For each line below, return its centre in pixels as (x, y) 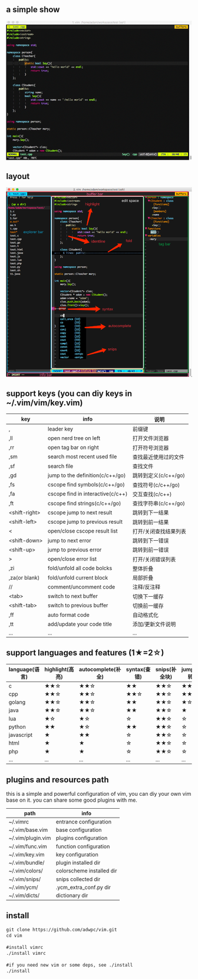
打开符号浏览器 (151, 448)
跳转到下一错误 (151, 540)
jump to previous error (75, 550)
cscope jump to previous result (85, 522)
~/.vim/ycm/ (23, 887)
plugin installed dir (78, 863)
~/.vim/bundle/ (27, 863)
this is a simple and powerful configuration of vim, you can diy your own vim (99, 794)
